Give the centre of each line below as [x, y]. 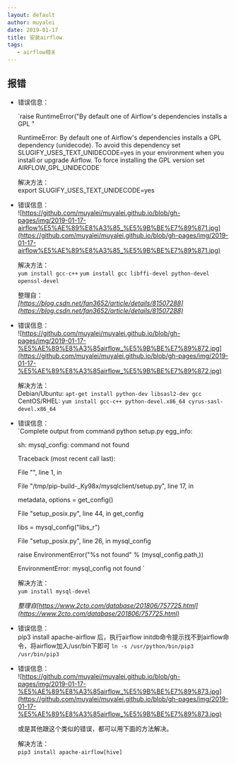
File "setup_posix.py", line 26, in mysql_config [84, 541]
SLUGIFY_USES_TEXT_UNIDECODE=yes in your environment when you [121, 152]
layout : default [31, 15]
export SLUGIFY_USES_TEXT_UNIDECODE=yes [86, 190]
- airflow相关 [36, 52]
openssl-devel [38, 281]
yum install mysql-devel [54, 592]
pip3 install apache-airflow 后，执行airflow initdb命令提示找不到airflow [120, 637]
